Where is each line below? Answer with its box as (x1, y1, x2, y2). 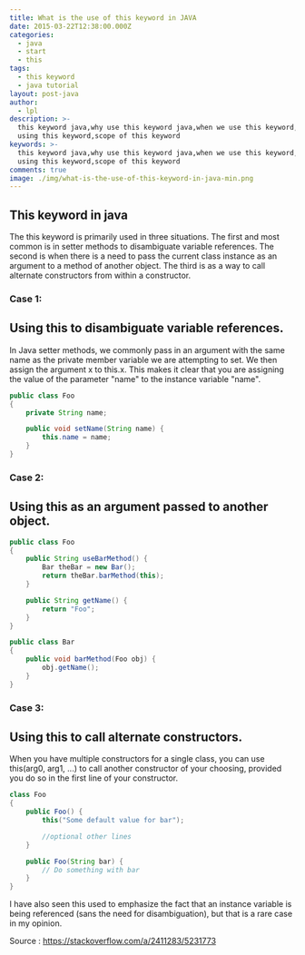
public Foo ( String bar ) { (25, 857, 124, 866)
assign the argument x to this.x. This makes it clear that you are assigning (9, 364, 284, 375)
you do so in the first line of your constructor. (9, 773, 179, 783)
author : (9, 97, 39, 107)
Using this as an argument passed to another (9, 499, 269, 515)
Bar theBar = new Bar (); (42, 563, 136, 572)
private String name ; (25, 408, 107, 418)
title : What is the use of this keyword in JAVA (9, 13, 197, 23)
